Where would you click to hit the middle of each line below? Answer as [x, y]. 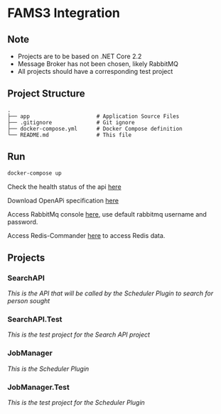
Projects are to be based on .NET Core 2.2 [80, 56]
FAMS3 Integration [64, 13]
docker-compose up [34, 173]
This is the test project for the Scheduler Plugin [76, 403]
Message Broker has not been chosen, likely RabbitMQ [98, 64]
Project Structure [46, 94]
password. [23, 222]
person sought [29, 301]
